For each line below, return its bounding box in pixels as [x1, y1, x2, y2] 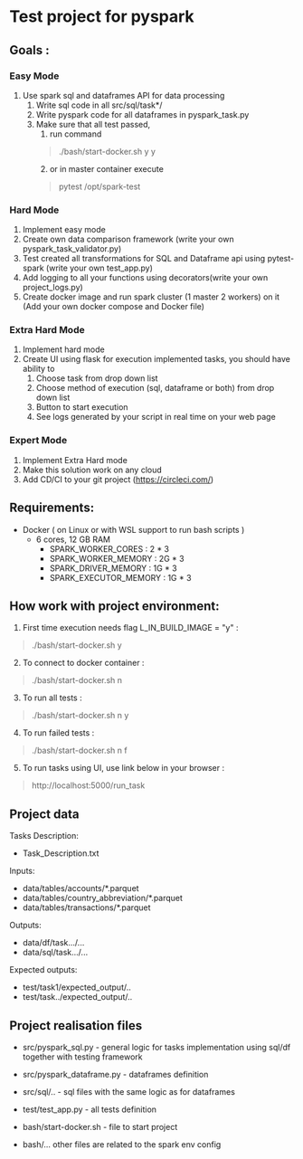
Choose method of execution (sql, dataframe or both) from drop [35, 383, 275, 394]
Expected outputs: [9, 964, 78, 975]
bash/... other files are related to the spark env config [22, 1139, 222, 1150]
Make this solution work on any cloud [22, 464, 163, 475]
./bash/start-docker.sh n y [31, 710, 129, 721]
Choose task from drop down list [35, 373, 158, 384]
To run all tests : [22, 692, 83, 703]
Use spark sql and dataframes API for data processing [22, 90, 225, 100]
